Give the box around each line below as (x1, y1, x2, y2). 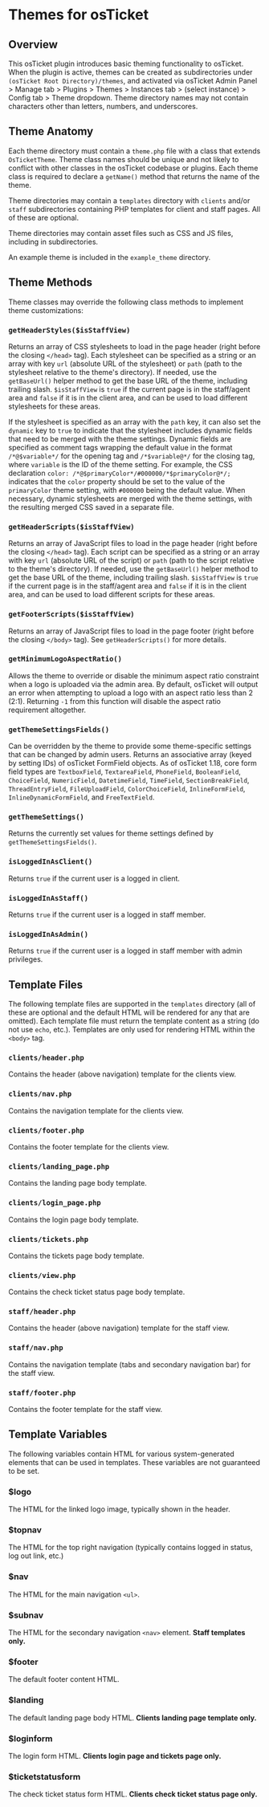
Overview (8, 38, 59, 51)
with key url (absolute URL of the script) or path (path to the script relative (8, 556, 255, 565)
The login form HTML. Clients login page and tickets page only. (8, 1751, 222, 1760)
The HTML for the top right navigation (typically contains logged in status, (8, 1543, 253, 1553)
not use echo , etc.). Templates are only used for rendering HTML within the (8, 1025, 255, 1035)
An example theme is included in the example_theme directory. (8, 252, 211, 262)
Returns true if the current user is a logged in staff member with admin (8, 946, 243, 956)
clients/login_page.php (8, 1199, 102, 1207)
